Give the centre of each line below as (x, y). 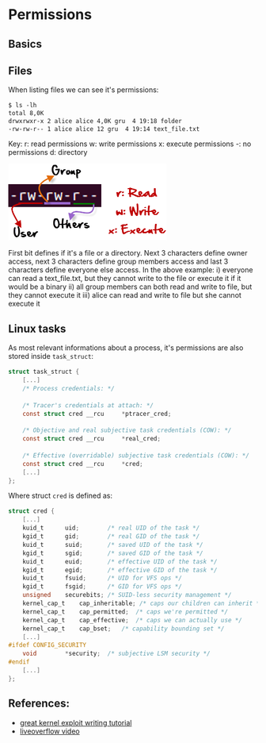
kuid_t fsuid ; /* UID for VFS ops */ (102, 578)
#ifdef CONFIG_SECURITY (47, 645)
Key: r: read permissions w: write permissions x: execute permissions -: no (130, 144)
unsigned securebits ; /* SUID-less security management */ (127, 595)
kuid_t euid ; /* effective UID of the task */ (120, 561)
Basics (25, 44)
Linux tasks (37, 328)
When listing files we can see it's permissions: (84, 90)
